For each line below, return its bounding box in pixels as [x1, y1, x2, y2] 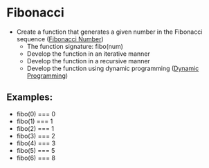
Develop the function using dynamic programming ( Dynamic [26, 64, 199, 72]
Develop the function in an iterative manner [26, 50, 150, 58]
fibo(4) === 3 [16, 139, 56, 147]
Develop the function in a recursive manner [26, 56, 150, 65]
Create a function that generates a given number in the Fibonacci [16, 28, 203, 36]
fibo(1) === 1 [16, 117, 53, 125]
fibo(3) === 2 [16, 132, 56, 140]
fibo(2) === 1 [16, 124, 55, 132]
